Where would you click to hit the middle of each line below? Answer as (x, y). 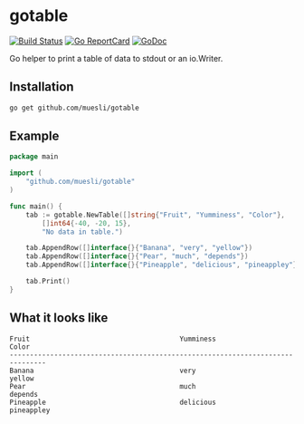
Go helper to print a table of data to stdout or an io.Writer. (116, 58)
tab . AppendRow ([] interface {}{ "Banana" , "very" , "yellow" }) (139, 248)
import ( (26, 173)
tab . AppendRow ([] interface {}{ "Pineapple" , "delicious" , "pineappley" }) (163, 265)
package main (34, 157)
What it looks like (59, 318)
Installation (42, 87)
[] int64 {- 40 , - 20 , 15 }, (86, 223)
